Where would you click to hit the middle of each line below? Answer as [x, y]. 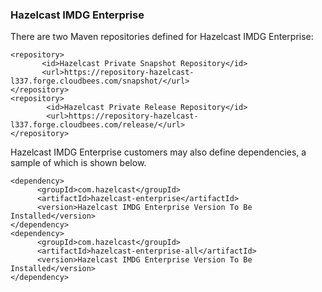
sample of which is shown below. [78, 163]
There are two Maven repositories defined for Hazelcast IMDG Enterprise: [162, 37]
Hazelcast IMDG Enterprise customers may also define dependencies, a [158, 152]
